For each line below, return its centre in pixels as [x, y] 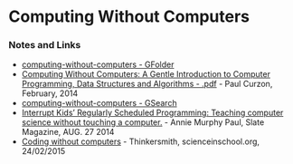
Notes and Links [45, 45]
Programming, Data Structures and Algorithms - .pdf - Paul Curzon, [147, 84]
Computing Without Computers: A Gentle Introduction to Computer [146, 74]
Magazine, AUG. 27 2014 [68, 132]
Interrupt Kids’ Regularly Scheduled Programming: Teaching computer [152, 113]
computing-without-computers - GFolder [98, 64]
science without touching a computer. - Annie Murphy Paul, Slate [143, 122]
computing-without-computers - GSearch [99, 103]
